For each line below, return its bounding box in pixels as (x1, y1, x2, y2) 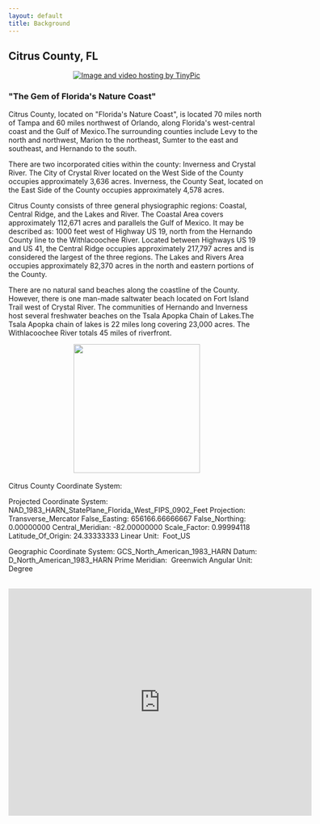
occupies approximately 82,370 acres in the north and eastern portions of (8, 260, 255, 271)
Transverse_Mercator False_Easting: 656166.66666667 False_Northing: (8, 514, 246, 523)
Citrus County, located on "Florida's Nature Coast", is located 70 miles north (8, 109, 263, 119)
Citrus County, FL (8, 49, 99, 63)
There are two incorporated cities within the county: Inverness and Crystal (8, 159, 256, 169)
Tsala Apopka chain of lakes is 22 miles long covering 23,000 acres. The (8, 319, 251, 329)
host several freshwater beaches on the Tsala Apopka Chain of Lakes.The (8, 310, 255, 320)
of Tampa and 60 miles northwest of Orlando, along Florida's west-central (8, 118, 255, 128)
